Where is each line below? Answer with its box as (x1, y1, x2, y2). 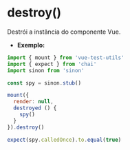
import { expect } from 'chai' (7, 61, 97, 67)
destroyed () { (13, 105, 57, 111)
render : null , (13, 98, 54, 105)
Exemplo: (17, 41, 45, 49)
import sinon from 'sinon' (7, 67, 85, 74)
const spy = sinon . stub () (7, 79, 81, 87)
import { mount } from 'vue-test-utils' (7, 54, 125, 61)
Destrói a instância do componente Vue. (7, 28, 121, 36)
